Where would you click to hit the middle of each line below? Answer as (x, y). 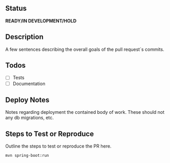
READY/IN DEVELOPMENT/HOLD (41, 21)
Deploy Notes (27, 100)
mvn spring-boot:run (27, 156)
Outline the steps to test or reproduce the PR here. (58, 146)
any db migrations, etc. (29, 118)
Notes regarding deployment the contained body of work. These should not (85, 112)
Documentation (29, 84)
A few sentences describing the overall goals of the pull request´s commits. (85, 49)
